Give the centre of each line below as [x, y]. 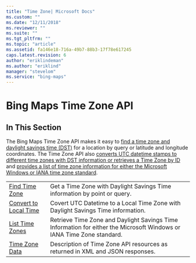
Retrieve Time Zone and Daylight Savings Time [114, 220]
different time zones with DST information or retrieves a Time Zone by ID [93, 160]
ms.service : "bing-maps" [36, 77]
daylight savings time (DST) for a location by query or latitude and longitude [97, 148]
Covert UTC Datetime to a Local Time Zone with [115, 203]
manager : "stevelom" [31, 71]
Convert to [23, 203]
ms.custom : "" [23, 17]
